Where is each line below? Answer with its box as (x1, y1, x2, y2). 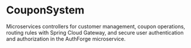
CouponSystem (6, 4, 85, 17)
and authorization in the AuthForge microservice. (6, 35, 126, 42)
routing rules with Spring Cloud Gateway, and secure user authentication (6, 29, 184, 36)
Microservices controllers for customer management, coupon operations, (6, 23, 186, 30)
